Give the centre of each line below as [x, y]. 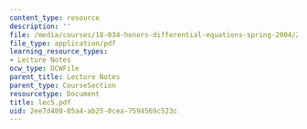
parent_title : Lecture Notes [65, 77]
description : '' [40, 26]
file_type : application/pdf [63, 43]
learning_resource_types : [58, 52]
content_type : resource [55, 18]
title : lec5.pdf [40, 102]
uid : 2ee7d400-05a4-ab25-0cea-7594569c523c [94, 111]
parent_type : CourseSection [63, 85]
